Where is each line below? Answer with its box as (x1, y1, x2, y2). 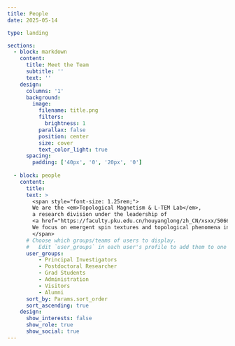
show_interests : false (25, 315, 92, 322)
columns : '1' (25, 87, 64, 94)
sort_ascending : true (25, 302, 90, 309)
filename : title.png (38, 107, 99, 114)
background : (25, 94, 61, 101)
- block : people (13, 172, 61, 179)
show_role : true (25, 322, 73, 329)
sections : (7, 42, 36, 49)
